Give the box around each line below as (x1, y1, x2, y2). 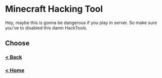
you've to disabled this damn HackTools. (5, 25, 87, 30)
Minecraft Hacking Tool (5, 3, 103, 15)
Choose (5, 39, 30, 48)
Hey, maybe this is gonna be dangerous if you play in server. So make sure (5, 20, 157, 26)
